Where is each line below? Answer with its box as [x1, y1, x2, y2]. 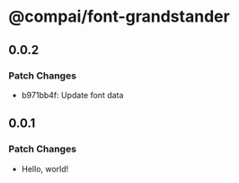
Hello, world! [21, 163, 69, 174]
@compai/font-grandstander [8, 6, 230, 27]
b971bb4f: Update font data [21, 89, 124, 100]
